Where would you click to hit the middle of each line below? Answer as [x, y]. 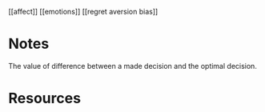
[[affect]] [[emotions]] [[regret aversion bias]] [83, 12]
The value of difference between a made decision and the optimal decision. [133, 66]
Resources [45, 98]
